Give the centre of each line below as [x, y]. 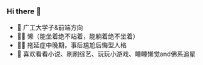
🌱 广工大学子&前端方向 [50, 28]
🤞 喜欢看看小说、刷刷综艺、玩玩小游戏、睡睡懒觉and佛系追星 [106, 54]
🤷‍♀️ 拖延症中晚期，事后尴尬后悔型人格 [72, 45]
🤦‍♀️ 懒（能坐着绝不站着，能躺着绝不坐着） [78, 36]
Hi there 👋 [24, 11]
